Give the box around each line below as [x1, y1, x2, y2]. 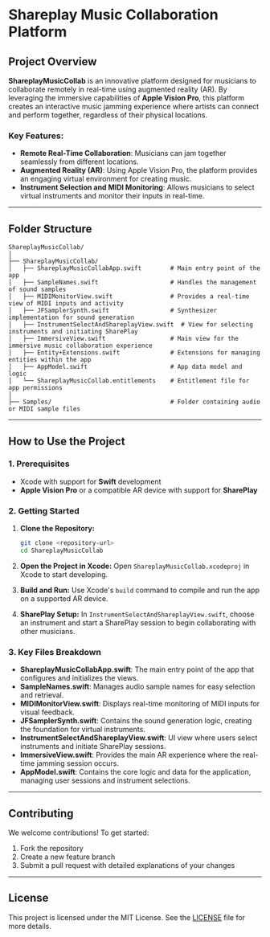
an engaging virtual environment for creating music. [19, 174, 192, 184]
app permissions [8, 384, 63, 392]
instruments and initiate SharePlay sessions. [19, 742, 166, 751]
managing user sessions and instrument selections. [19, 775, 190, 785]
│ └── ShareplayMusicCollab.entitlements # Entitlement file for [8, 377, 250, 385]
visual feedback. [19, 707, 75, 717]
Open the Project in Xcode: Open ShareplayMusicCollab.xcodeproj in [19, 561, 250, 571]
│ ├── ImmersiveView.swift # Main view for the [8, 335, 239, 343]
